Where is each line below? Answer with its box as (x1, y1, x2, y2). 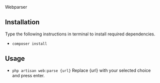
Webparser (5, 4, 28, 10)
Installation (5, 18, 40, 26)
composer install (12, 41, 48, 46)
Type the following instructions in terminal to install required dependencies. (5, 31, 156, 37)
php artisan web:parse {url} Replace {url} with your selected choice (12, 67, 151, 73)
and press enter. (12, 72, 45, 78)
